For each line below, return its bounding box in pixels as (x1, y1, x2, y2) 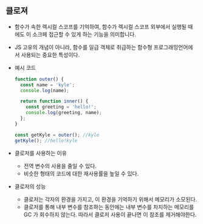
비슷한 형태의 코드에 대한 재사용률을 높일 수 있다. (23, 169, 139, 177)
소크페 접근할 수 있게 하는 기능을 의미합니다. (32, 30, 136, 38)
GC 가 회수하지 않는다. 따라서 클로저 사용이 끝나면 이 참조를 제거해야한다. (23, 211, 197, 218)
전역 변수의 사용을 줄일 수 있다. (23, 162, 97, 169)
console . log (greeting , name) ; (26, 110, 102, 116)
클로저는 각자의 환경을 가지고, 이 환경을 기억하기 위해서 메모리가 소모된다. (23, 195, 198, 203)
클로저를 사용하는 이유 (14, 149, 67, 157)
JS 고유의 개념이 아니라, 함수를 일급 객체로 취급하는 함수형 (14, 43, 153, 50)
